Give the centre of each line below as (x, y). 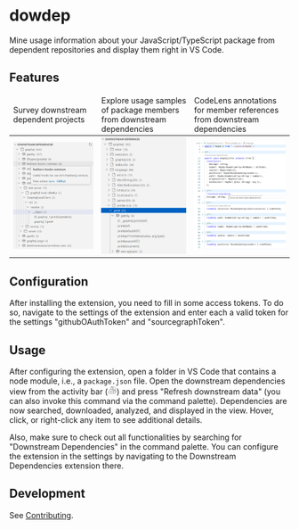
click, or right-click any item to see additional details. (106, 419)
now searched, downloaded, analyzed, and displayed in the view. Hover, (141, 410)
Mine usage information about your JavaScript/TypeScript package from (142, 40)
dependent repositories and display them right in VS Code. (117, 49)
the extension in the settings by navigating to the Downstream (123, 456)
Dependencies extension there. (67, 466)
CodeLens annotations (236, 100)
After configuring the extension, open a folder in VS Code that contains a (143, 371)
